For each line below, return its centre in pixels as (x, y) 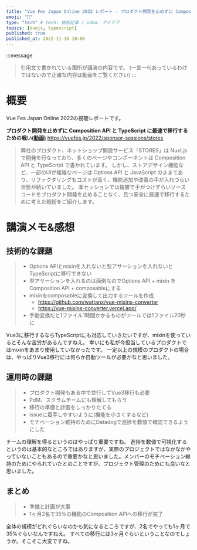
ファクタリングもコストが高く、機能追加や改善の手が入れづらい (113, 179)
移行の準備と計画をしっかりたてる (70, 407)
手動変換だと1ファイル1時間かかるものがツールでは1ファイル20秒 (108, 315)
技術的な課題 (29, 251)
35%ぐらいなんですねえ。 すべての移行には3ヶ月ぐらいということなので (93, 534)
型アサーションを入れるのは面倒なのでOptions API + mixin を (102, 281)
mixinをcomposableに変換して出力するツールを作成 (91, 295)
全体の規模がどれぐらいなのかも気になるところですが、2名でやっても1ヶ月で (98, 526)
